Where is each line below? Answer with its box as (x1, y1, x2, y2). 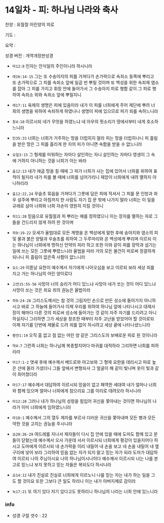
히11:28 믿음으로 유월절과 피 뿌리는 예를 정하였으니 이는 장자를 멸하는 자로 (12, 213, 153, 219)
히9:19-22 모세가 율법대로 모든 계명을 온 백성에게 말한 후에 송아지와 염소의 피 (12, 230, 159, 235)
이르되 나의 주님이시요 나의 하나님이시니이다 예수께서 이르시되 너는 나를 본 (17, 455, 159, 461)
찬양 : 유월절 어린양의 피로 (5, 21, 55, 27)
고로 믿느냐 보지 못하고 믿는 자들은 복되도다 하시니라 (12, 461, 111, 467)
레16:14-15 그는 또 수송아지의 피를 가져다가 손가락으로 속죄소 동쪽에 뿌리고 (12, 73, 155, 79)
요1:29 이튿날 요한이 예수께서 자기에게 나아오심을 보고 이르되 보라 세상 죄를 (12, 264, 155, 270)
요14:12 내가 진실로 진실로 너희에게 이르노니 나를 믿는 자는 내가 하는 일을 (12, 472, 150, 478)
